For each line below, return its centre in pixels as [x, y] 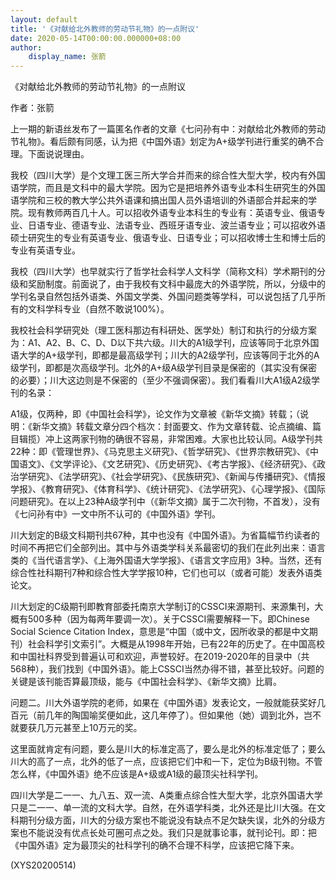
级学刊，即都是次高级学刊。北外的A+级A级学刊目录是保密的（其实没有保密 [164, 368]
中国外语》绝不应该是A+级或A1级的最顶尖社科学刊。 [156, 774]
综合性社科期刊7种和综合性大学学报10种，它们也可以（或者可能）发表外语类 [166, 573]
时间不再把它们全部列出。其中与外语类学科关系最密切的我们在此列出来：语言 [168, 548]
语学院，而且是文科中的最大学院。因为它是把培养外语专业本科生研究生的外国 [168, 188]
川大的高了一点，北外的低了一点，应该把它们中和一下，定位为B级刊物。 [158, 762]
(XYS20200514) [43, 865]
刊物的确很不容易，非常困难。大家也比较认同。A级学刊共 [205, 439]
